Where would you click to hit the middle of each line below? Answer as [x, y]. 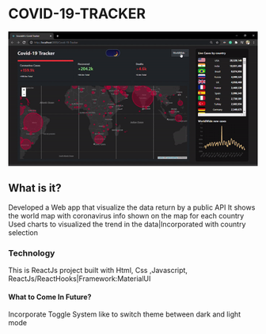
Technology [32, 252]
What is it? [35, 188]
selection [23, 232]
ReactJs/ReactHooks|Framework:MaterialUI [80, 279]
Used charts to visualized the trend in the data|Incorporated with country [127, 224]
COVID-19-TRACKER [77, 14]
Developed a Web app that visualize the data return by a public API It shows [132, 207]
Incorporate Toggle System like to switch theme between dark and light [125, 314]
